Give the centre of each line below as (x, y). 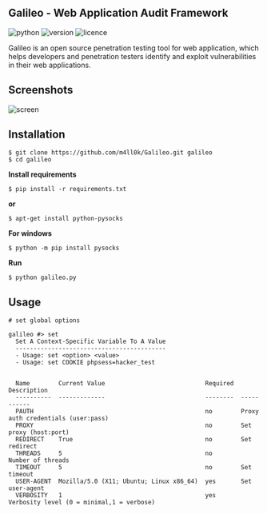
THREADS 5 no (114, 454)
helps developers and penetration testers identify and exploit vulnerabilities (132, 56)
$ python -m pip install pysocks (64, 248)
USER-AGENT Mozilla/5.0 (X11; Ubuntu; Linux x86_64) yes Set (133, 482)
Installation (37, 135)
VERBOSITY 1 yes (116, 496)
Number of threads (39, 460)
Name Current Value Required (125, 384)
